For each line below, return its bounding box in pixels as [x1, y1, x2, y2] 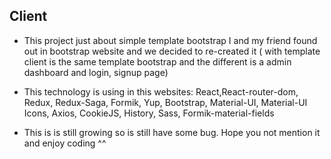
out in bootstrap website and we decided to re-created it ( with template [23, 45, 321, 57]
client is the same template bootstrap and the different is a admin [23, 55, 292, 68]
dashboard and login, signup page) [23, 66, 169, 78]
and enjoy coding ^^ [23, 137, 107, 149]
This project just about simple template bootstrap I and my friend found [23, 34, 318, 46]
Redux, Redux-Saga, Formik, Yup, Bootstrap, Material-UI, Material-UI [23, 96, 308, 108]
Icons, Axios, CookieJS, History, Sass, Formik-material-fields [23, 107, 275, 119]
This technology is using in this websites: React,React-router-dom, [23, 85, 299, 98]
